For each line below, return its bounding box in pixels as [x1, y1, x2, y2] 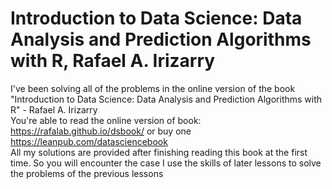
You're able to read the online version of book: [10, 114, 202, 126]
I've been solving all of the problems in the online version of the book [10, 82, 296, 94]
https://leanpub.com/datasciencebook [10, 135, 168, 147]
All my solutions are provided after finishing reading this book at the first [10, 146, 308, 158]
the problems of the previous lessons [10, 167, 164, 179]
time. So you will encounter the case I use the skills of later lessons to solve [10, 157, 322, 169]
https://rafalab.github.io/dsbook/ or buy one [10, 125, 192, 137]
